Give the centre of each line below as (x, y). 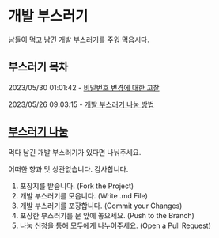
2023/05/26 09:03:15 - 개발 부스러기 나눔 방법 (81, 104)
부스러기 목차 (38, 67)
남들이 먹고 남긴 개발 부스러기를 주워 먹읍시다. (79, 40)
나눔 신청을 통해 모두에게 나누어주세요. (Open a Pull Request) (115, 225)
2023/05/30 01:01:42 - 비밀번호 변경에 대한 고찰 (84, 87)
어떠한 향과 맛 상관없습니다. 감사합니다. (68, 169)
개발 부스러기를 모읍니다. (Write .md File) (84, 195)
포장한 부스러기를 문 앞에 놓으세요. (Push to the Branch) (107, 215)
